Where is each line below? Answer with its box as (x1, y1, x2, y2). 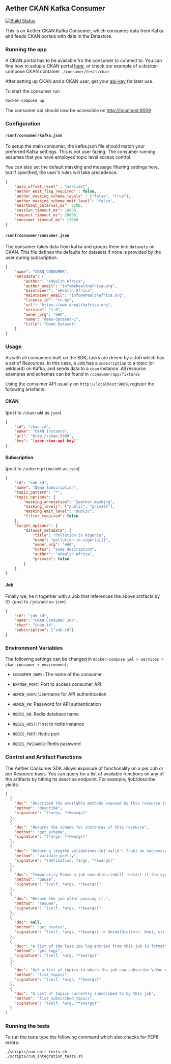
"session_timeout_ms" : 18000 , (14, 208, 79, 213)
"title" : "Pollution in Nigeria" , (32, 532, 106, 538)
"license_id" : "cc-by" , (23, 298, 74, 303)
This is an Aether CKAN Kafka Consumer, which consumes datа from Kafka (5, 28, 164, 34)
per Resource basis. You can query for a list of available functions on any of (5, 770, 164, 777)
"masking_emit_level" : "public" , (23, 509, 95, 514)
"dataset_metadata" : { (23, 528, 72, 533)
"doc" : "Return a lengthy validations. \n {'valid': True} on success (14, 849, 163, 854)
